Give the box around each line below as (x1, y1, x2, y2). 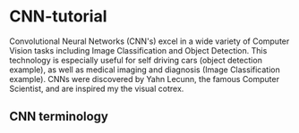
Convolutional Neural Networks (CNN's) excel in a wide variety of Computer (9, 36, 290, 46)
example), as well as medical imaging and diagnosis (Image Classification (9, 64, 280, 75)
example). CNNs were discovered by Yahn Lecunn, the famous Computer (9, 73, 280, 84)
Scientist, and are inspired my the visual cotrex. (9, 83, 184, 94)
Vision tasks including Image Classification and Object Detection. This (9, 45, 268, 55)
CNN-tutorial (9, 6, 107, 27)
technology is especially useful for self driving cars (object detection (9, 54, 262, 65)
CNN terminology (9, 109, 109, 124)
